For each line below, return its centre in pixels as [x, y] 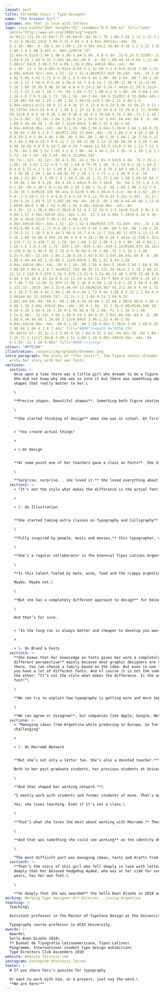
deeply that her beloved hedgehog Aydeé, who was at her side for [83, 871]
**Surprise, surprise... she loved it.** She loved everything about [86, 480]
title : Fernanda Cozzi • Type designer [46, 14]
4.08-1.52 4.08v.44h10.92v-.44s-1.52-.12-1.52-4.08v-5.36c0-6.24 [77, 215]
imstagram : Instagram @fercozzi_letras [46, 961]
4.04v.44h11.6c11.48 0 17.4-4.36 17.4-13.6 [54, 105]
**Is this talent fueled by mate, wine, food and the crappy [77, 573]
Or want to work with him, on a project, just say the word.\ [74, 979]
